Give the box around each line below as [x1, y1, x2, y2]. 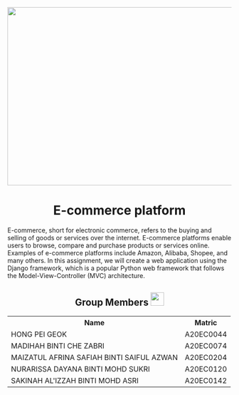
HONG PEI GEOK [11, 329, 68, 339]
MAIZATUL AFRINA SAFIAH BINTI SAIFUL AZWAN [11, 352, 178, 362]
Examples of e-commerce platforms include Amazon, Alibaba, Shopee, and [7, 248, 228, 257]
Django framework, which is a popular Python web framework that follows [7, 264, 225, 272]
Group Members [74, 297, 149, 309]
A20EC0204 [184, 352, 228, 362]
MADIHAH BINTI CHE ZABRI [11, 341, 105, 351]
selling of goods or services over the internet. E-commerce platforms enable [7, 233, 232, 242]
